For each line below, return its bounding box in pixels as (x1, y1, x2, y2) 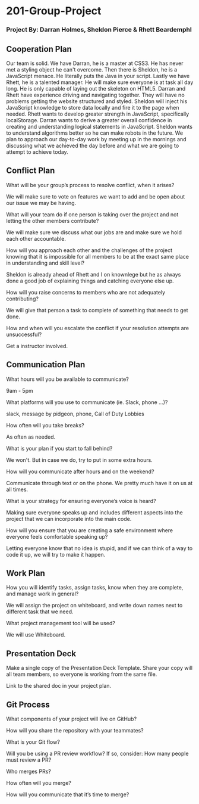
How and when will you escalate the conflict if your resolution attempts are (6, 324, 189, 331)
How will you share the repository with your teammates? (6, 727, 144, 734)
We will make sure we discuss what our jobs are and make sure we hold (6, 228, 182, 236)
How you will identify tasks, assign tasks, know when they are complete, (6, 584, 184, 591)
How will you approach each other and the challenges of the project (6, 246, 172, 254)
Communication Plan (6, 359, 86, 370)
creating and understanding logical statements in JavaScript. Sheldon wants (6, 123, 193, 130)
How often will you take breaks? (6, 421, 84, 429)
